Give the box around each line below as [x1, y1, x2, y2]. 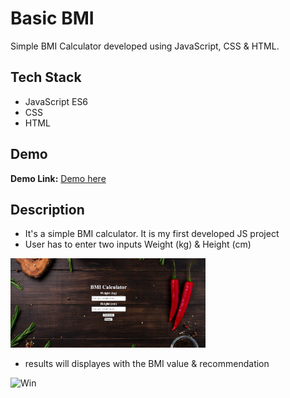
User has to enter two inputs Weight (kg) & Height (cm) [24, 238, 252, 251]
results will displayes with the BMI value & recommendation [24, 358, 270, 370]
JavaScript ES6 [24, 95, 89, 107]
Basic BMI [10, 7, 95, 30]
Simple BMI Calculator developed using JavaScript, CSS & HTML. [10, 40, 280, 52]
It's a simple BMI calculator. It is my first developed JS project [24, 228, 280, 240]
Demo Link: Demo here [10, 172, 107, 184]
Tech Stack [10, 69, 82, 86]
